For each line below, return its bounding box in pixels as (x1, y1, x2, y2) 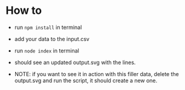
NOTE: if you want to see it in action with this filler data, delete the (14, 70, 179, 77)
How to (5, 4, 42, 18)
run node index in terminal (14, 47, 79, 54)
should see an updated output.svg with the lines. (14, 59, 136, 66)
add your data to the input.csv (14, 35, 90, 42)
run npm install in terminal (14, 24, 82, 31)
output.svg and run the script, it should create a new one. (14, 77, 158, 84)
